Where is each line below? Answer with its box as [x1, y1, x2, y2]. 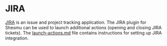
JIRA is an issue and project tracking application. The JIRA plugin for [5, 19, 146, 25]
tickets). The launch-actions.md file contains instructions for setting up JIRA [5, 30, 162, 36]
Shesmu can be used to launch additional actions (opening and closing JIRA [5, 24, 162, 30]
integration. [5, 35, 29, 41]
